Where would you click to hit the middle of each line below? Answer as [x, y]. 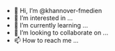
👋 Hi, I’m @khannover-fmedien [58, 11]
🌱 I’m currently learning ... [51, 25]
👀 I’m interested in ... [43, 18]
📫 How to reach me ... [46, 40]
